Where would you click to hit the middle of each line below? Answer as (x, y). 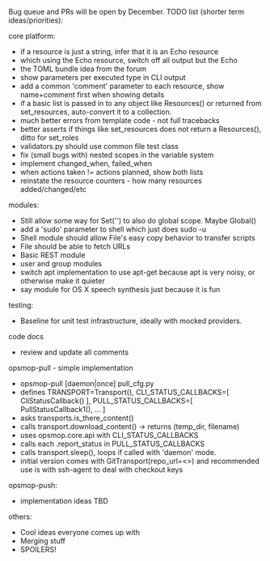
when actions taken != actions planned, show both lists (112, 172)
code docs (26, 336)
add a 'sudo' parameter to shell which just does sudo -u (113, 229)
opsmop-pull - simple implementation (71, 368)
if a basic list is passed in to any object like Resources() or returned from (141, 103)
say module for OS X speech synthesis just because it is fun (120, 289)
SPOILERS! (38, 549)
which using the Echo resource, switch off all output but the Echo (129, 60)
